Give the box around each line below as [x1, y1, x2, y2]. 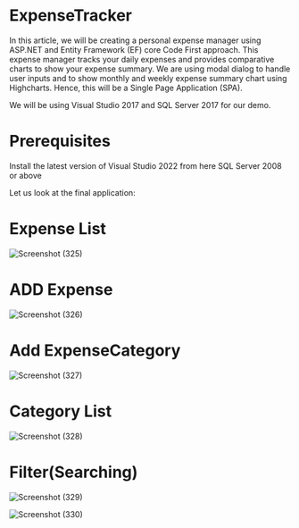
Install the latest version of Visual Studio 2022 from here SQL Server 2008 [9, 160, 283, 171]
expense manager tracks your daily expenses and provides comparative [9, 54, 275, 64]
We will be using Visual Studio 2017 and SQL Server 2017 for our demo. [9, 99, 271, 110]
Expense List [9, 219, 107, 239]
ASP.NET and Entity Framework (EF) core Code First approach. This [9, 44, 259, 54]
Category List [9, 401, 112, 421]
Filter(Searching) [9, 462, 138, 482]
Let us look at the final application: [9, 187, 136, 197]
